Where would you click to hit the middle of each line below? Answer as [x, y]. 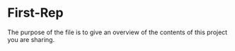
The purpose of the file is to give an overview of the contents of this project [117, 32]
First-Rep [35, 13]
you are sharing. [31, 39]
